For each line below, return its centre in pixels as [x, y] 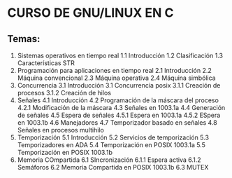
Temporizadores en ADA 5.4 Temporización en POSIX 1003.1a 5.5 [111, 145]
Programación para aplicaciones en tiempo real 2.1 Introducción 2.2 [114, 70]
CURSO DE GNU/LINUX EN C [90, 13]
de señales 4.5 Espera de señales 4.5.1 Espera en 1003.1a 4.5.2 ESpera [119, 115]
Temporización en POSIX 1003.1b [65, 152]
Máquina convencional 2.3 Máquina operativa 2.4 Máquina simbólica [116, 78]
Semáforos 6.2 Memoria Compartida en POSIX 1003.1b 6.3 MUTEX [113, 167]
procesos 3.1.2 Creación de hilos [64, 93]
